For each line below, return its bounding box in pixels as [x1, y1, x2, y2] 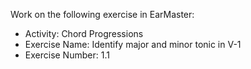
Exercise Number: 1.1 [24, 49, 110, 61]
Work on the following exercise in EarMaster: [10, 9, 195, 20]
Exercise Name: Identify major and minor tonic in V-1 [24, 39, 242, 50]
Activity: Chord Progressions [24, 28, 144, 39]
